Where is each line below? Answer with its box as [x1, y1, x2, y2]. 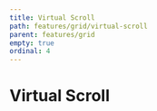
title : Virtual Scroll [9, 13, 95, 23]
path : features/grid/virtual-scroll [9, 22, 148, 31]
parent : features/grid [9, 30, 95, 39]
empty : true [9, 38, 54, 48]
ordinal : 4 [9, 47, 51, 56]
